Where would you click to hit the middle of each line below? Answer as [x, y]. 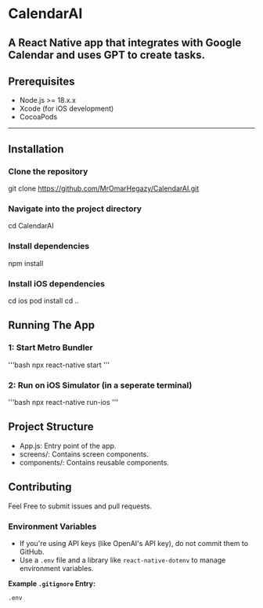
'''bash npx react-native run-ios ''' [63, 402]
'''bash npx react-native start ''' [59, 365]
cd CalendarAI [31, 226]
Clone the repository [48, 171]
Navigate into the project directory [75, 209]
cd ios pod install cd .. [43, 300]
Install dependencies [49, 246]
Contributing [40, 487]
